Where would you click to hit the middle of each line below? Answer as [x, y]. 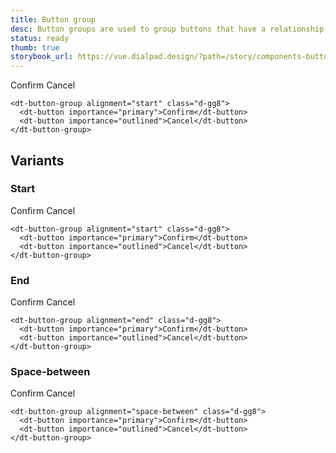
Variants [37, 160]
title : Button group [53, 19]
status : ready [40, 38]
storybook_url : [42, 57]
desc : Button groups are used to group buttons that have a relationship [167, 29]
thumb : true [35, 47]
